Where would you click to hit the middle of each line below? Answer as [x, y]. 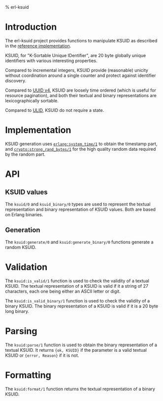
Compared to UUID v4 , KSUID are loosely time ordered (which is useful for [81, 90]
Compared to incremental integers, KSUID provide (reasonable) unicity [77, 70]
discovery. [16, 80]
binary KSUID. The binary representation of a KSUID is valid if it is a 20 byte [82, 306]
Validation [26, 267]
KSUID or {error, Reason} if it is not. [42, 355]
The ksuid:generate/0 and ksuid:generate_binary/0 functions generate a [79, 242]
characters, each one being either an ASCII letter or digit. [63, 291]
